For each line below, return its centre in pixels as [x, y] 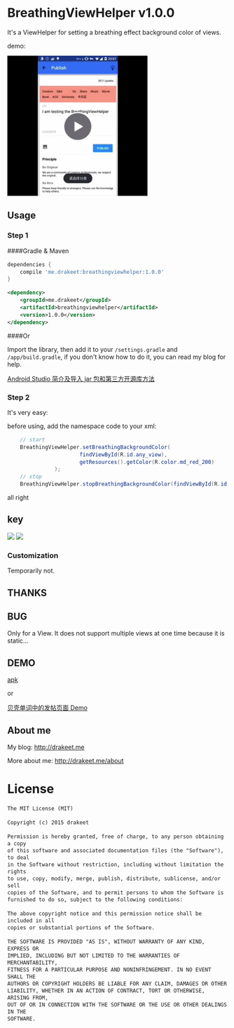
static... [18, 641]
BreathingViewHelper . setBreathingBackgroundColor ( [95, 447]
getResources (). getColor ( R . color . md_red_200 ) [147, 462]
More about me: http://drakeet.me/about [66, 760]
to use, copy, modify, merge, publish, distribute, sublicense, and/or [114, 878]
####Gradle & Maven [38, 251]
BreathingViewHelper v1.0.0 [91, 13]
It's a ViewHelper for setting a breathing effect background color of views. [115, 32]
